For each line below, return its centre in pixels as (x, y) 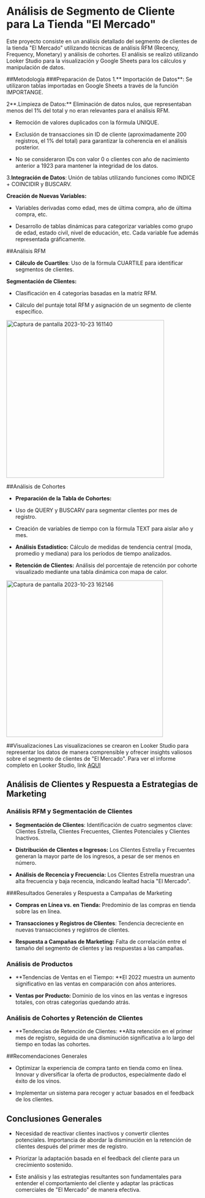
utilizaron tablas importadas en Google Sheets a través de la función (92, 85)
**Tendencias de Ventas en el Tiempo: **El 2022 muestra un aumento (105, 977)
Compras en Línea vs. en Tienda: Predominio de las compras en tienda (105, 905)
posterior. (27, 147)
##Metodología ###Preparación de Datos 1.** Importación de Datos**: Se (99, 79)
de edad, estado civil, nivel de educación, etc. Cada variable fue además (107, 232)
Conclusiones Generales (54, 1119)
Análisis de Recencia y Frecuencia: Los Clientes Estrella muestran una (105, 875)
